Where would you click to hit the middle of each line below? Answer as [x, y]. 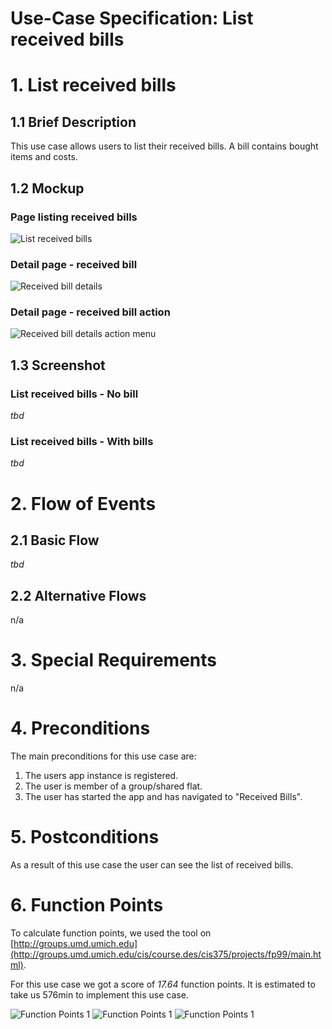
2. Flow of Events [83, 503]
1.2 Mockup [47, 188]
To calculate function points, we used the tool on [111, 933]
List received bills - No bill [74, 394]
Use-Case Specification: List [132, 18]
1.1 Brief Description [73, 122]
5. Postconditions [85, 837]
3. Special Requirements [113, 660]
